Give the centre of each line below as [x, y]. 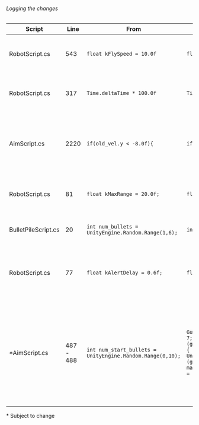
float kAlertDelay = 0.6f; [125, 273]
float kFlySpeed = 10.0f [122, 54]
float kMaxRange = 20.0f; [123, 194]
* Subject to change [31, 416]
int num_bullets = [113, 227]
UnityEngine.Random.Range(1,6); [132, 233]
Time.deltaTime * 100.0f [122, 93]
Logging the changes [32, 8]
